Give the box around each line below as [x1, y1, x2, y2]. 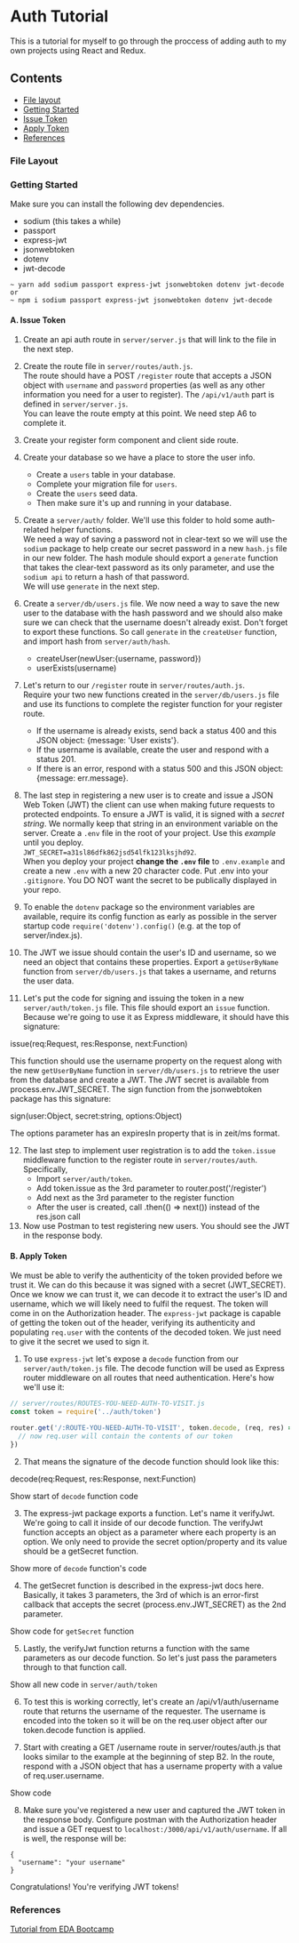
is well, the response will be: [22, 1833, 127, 1843]
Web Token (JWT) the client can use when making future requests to [22, 799, 276, 810]
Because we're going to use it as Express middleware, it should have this [22, 1012, 289, 1023]
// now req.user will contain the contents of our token [18, 1432, 233, 1441]
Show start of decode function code [10, 1490, 138, 1501]
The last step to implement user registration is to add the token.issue [22, 1145, 276, 1156]
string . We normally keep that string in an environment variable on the [22, 818, 279, 829]
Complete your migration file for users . [35, 478, 177, 490]
